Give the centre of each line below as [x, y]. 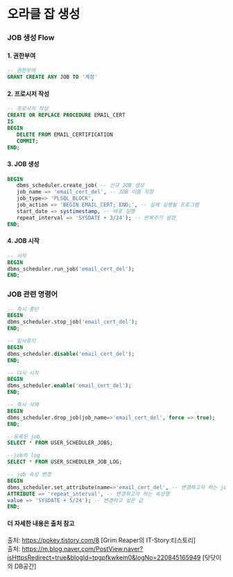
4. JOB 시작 [23, 241]
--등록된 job [24, 437]
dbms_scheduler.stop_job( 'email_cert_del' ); [72, 322]
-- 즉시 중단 [23, 309]
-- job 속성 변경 [29, 475]
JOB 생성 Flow [31, 37]
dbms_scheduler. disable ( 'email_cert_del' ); [71, 354]
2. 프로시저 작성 [28, 94]
